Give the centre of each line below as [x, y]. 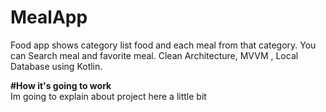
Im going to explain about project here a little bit [108, 96]
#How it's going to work [61, 85]
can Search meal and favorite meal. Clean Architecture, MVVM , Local [154, 55]
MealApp [49, 17]
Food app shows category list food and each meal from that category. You [163, 45]
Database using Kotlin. [56, 66]
